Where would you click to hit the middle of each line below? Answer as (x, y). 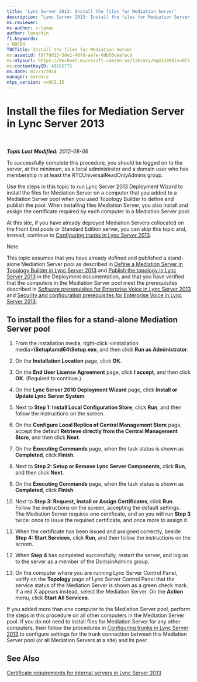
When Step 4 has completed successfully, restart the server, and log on (102, 555)
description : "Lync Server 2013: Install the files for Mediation (89, 17)
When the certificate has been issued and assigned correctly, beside (98, 531)
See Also (23, 659)
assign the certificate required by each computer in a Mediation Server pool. (98, 211)
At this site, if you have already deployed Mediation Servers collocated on (95, 223)
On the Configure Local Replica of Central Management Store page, (98, 425)
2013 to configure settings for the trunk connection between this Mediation (97, 634)
